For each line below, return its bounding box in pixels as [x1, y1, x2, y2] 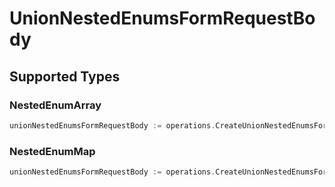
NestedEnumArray [9, 98, 102, 112]
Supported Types [9, 68, 121, 85]
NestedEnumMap [9, 144, 96, 158]
